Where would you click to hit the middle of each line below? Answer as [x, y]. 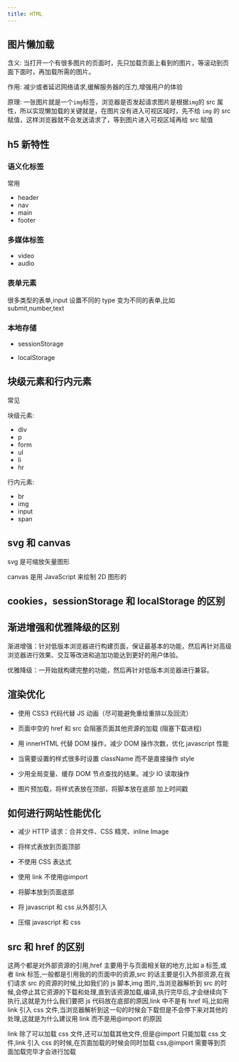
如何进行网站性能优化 [54, 813]
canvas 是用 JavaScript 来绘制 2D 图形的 [67, 576]
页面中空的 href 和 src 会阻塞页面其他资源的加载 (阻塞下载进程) [110, 728]
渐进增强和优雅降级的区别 [63, 628]
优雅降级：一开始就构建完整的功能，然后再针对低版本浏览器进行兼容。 [110, 670]
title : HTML [25, 14]
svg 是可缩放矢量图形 [38, 561]
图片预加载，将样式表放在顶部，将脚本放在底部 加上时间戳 [103, 788]
